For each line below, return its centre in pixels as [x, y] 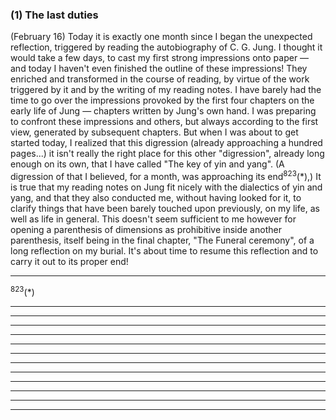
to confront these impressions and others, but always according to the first [164, 122]
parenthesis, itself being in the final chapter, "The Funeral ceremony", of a [162, 240]
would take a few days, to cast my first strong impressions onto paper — [160, 58]
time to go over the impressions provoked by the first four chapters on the [162, 100]
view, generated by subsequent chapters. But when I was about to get [154, 132]
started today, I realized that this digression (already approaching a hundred [166, 143]
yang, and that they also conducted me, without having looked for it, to [156, 197]
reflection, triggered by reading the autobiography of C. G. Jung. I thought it [166, 47]
